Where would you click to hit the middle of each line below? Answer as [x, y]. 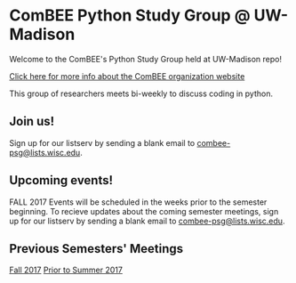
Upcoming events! [61, 180]
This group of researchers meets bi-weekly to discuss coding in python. [141, 93]
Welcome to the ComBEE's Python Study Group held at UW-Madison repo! [146, 59]
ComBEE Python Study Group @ [130, 16]
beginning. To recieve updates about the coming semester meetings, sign [144, 211]
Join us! [32, 121]
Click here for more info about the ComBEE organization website [127, 76]
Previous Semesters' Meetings [96, 249]
